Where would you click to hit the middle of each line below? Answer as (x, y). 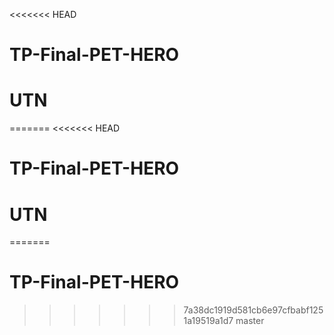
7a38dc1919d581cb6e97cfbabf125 (253, 310)
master (250, 321)
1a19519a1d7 (208, 321)
